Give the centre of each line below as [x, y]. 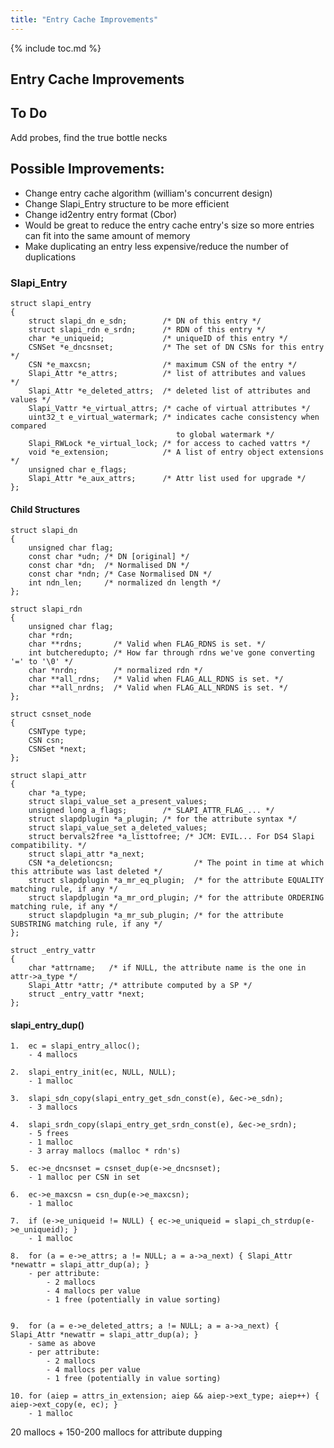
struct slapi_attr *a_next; [86, 854]
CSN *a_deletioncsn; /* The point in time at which [176, 863]
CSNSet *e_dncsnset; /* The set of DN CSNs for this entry [176, 347]
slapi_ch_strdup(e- [274, 1221]
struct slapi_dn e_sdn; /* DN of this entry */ [145, 321]
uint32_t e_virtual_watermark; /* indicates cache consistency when [174, 417]
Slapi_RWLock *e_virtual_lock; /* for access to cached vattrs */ [169, 443]
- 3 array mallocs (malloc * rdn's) [105, 1151]
